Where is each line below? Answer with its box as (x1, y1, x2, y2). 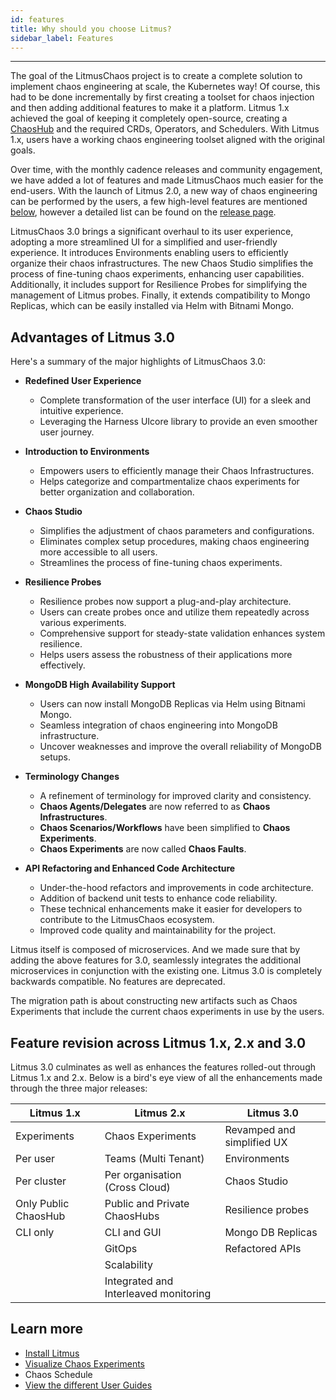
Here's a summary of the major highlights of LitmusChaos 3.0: (10, 356, 267, 368)
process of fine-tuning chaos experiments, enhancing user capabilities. (10, 268, 305, 280)
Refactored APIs (224, 1242, 302, 1255)
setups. (39, 751, 71, 763)
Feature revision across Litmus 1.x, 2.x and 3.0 (10, 1034, 307, 1051)
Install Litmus (24, 1347, 80, 1359)
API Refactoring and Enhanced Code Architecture (24, 862, 236, 875)
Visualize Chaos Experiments (24, 1357, 145, 1370)
